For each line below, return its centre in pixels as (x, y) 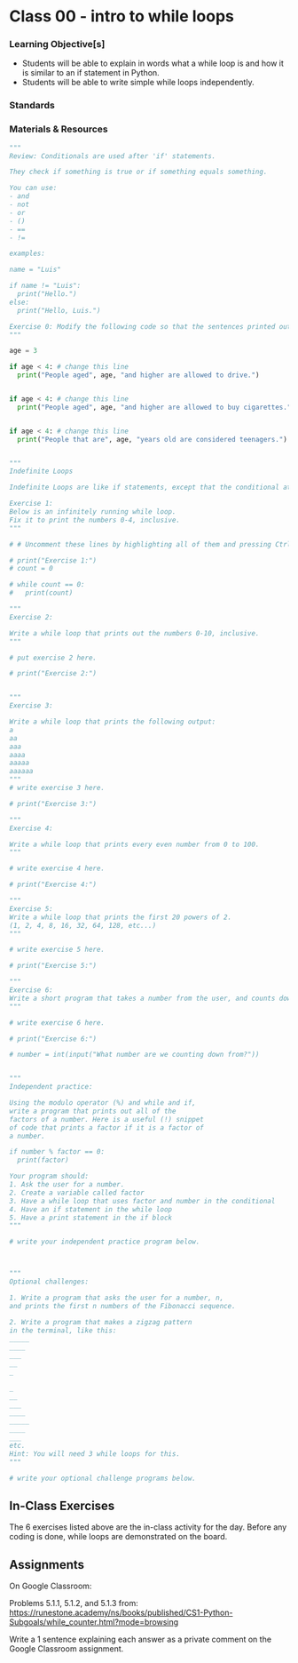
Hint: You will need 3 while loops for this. (94, 1454)
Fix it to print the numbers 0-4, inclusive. (94, 520)
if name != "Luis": (45, 286)
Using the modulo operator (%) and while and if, (103, 1103)
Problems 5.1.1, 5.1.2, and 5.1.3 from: (74, 1603)
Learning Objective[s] (57, 44)
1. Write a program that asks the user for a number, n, (117, 1298)
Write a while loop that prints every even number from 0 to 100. (134, 844)
